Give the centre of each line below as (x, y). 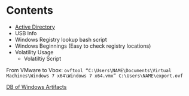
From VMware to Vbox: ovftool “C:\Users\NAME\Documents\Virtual (89, 70)
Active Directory (35, 27)
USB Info (26, 33)
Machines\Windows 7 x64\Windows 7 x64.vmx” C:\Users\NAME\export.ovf (95, 76)
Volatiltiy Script (42, 58)
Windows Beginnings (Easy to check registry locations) (83, 46)
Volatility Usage (34, 52)
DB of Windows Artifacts (36, 86)
